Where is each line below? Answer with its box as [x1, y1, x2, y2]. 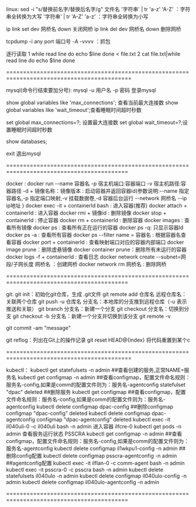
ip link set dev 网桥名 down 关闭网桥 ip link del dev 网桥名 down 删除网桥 [6, 26, 181, 32]
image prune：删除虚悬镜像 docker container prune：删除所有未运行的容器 [6, 246, 187, 253]
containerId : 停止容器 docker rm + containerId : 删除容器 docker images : [6, 217, 183, 223]
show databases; [6, 138, 47, 145]
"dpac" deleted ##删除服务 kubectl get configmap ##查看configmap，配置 [6, 389, 186, 395]
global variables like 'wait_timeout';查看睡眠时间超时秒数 [6, 107, 142, 113]
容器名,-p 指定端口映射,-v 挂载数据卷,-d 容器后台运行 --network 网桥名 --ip [6, 195, 187, 202]
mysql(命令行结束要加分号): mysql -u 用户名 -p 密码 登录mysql [6, 87, 156, 93]
